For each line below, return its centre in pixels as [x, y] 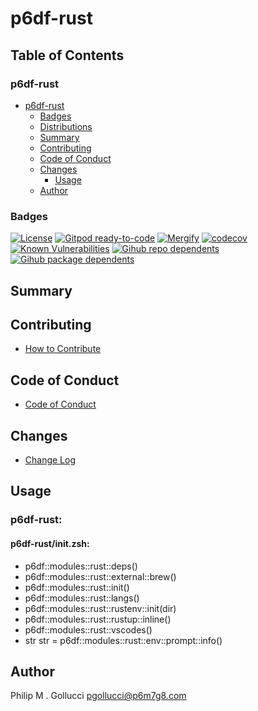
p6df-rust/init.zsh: [50, 543]
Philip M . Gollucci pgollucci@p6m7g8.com [98, 696]
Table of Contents [67, 55]
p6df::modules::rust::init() [77, 587]
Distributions [66, 126]
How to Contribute [63, 349]
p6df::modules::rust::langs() [82, 598]
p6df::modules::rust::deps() [81, 566]
